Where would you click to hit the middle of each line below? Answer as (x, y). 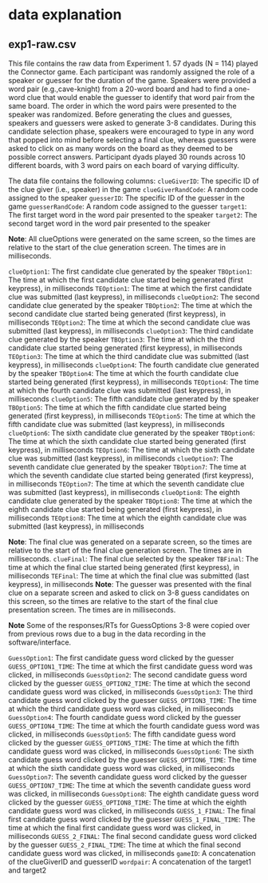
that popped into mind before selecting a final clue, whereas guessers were (132, 140)
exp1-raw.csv (43, 44)
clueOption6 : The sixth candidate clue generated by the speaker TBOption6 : (132, 433)
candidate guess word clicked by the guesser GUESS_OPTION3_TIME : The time (132, 700)
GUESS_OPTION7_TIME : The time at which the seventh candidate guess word (130, 785)
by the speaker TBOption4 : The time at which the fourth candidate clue (124, 373)
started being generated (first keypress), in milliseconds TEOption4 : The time (134, 382)
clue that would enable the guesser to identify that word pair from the (141, 97)
